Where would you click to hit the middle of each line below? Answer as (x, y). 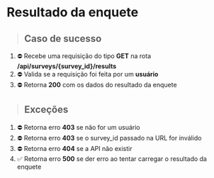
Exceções (46, 110)
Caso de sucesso (63, 39)
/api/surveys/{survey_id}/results (67, 66)
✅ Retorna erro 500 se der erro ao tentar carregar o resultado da (112, 158)
